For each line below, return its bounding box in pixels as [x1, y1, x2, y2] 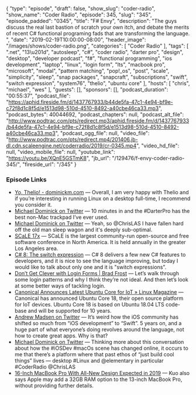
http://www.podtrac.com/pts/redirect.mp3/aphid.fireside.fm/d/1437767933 [8, 117, 190, 124]
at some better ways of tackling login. [14, 282, 106, 289]
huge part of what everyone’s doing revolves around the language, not [14, 326, 184, 333]
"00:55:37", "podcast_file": [6, 92, 71, 99]
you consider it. [14, 201, 53, 208]
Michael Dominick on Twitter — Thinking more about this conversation [14, 339, 184, 346]
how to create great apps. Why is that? [14, 332, 108, 339]
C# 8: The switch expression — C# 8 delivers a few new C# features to [14, 251, 186, 258]
